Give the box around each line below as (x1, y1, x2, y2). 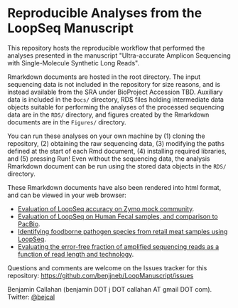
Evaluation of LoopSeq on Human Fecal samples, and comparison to (17, 212, 218, 221)
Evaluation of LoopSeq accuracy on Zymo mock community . (17, 204, 195, 213)
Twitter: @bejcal (7, 292, 55, 301)
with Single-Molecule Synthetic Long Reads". (7, 58, 140, 67)
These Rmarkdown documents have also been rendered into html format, (7, 183, 222, 191)
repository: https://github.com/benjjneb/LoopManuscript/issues (7, 271, 194, 280)
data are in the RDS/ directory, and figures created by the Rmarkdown (7, 110, 210, 119)
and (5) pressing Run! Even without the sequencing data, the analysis (7, 154, 210, 163)
